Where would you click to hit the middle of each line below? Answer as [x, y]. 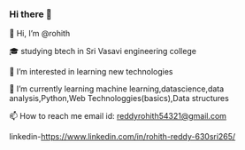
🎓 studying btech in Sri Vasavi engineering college [103, 51]
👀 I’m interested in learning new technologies [91, 72]
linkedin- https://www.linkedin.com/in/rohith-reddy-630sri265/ [122, 137]
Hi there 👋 [31, 14]
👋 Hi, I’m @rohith [40, 34]
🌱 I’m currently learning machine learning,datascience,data [117, 89]
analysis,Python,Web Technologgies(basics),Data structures [119, 99]
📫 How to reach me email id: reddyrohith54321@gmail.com [118, 116]
